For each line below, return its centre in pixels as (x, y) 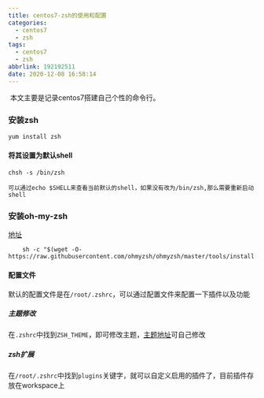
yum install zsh (35, 136)
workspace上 (43, 385)
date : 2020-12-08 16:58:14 (52, 74)
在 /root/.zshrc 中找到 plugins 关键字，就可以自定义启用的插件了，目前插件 (128, 376)
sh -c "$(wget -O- (52, 250)
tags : (17, 45)
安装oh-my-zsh (38, 216)
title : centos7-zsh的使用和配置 (58, 15)
